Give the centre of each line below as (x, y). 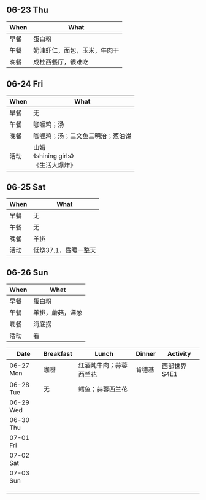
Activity (179, 354)
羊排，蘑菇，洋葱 (58, 313)
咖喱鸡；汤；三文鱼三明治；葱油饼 (82, 136)
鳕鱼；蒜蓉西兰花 (103, 389)
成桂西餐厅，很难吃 (61, 62)
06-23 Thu (28, 10)
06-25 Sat (26, 187)
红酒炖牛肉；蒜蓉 (103, 366)
